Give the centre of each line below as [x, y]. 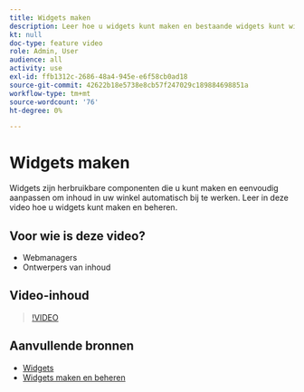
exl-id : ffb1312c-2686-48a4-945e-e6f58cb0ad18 [99, 77]
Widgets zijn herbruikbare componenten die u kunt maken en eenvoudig [144, 188]
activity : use [36, 69]
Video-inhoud [49, 296]
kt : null [26, 34]
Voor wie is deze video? [78, 236]
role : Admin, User [44, 52]
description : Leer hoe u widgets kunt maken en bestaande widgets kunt [147, 26]
